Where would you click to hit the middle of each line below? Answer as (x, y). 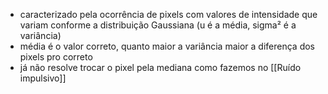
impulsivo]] (43, 78)
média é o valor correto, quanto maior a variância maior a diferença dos (167, 46)
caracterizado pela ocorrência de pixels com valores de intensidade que (168, 14)
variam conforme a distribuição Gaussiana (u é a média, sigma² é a (158, 25)
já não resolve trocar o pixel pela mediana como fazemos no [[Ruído (160, 67)
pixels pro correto (56, 57)
